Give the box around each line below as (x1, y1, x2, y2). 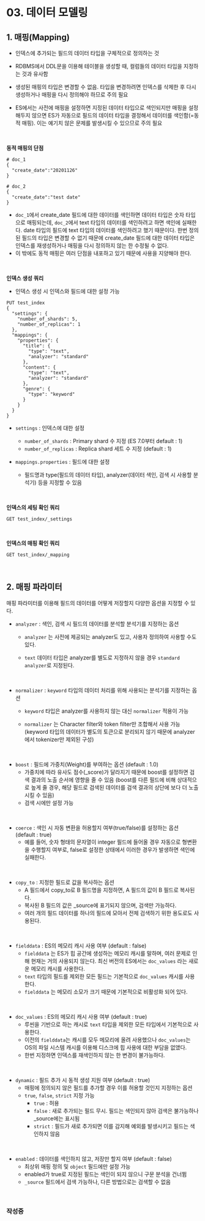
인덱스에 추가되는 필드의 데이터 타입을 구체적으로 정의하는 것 (15, 50, 160, 57)
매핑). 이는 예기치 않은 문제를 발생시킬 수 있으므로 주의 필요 (21, 119, 163, 127)
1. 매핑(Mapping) (6, 32, 70, 42)
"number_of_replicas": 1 (17, 321, 81, 328)
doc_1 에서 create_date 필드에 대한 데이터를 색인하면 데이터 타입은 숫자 (15, 211, 185, 218)
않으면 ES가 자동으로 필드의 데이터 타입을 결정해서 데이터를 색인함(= (31, 112, 195, 119)
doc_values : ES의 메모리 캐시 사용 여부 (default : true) (15, 1013, 147, 1020)
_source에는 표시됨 (33, 1115, 80, 1122)
